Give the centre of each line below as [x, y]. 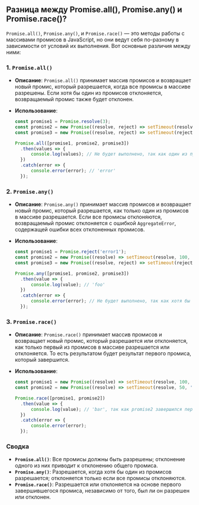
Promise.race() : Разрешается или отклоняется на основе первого [98, 484]
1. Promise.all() [29, 67]
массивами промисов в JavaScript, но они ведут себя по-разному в [93, 39]
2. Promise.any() [30, 191]
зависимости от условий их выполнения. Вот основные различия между [98, 46]
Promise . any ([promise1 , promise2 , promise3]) [72, 274]
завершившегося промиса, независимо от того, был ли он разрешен [102, 491]
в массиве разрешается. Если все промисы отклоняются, [88, 217]
